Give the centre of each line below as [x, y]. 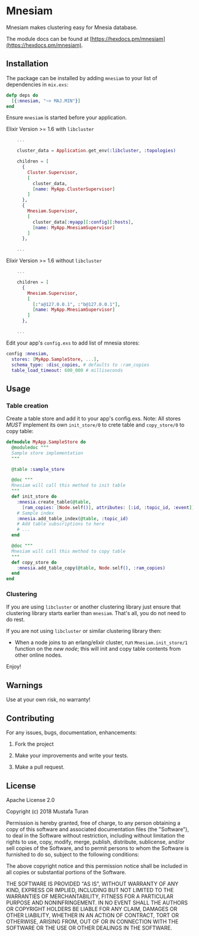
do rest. [16, 620]
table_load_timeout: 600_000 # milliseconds [67, 370]
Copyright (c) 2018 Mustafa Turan [47, 811]
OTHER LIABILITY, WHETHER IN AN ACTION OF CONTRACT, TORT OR [92, 915]
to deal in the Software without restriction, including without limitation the [95, 835]
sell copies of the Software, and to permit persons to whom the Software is [98, 848]
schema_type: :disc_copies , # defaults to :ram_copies [81, 365]
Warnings [25, 685]
